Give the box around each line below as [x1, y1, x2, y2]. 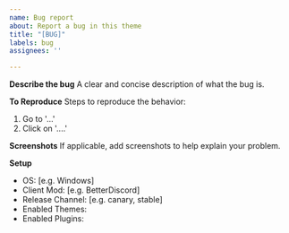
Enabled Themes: [21, 203, 88, 215]
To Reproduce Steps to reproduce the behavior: [9, 96, 186, 108]
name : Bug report [9, 13, 74, 22]
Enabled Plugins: [21, 213, 85, 224]
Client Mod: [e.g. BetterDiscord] [21, 185, 140, 195]
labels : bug [9, 38, 54, 47]
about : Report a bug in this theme [9, 22, 142, 30]
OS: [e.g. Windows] [21, 176, 95, 186]
